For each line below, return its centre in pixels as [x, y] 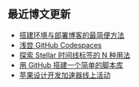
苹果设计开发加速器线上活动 [65, 75]
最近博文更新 [39, 14]
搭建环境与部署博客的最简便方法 [71, 35]
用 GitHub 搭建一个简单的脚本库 [71, 65]
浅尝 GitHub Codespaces [60, 45]
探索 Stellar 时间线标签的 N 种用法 [75, 55]
